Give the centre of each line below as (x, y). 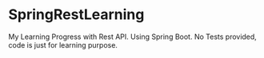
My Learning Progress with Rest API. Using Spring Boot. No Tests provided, (133, 37)
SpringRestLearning (76, 15)
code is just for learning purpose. (63, 44)
